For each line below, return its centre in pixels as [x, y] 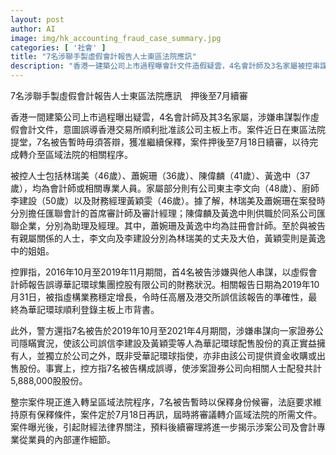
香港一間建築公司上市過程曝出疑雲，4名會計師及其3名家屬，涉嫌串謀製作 [160, 117]
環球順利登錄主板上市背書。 [102, 309]
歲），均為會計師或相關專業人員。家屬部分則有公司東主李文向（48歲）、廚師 [165, 188]
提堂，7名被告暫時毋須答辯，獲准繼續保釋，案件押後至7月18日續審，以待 [160, 142]
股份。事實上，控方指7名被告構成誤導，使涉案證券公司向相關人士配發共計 [170, 368]
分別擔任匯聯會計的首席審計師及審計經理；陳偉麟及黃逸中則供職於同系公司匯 [168, 213]
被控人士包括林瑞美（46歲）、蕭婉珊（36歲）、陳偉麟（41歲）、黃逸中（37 [160, 175]
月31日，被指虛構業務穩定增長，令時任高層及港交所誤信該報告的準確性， [159, 297]
